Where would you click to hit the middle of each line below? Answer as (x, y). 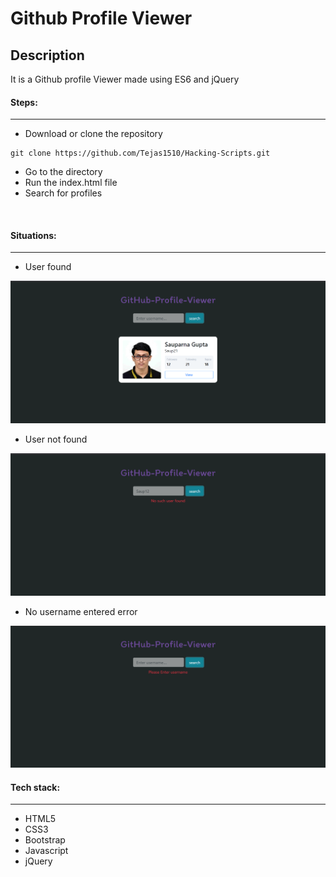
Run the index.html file (71, 183)
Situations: (33, 235)
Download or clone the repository (93, 134)
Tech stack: (35, 787)
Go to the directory (63, 172)
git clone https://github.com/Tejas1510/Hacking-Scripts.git (140, 153)
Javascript (46, 851)
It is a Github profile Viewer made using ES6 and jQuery (125, 79)
